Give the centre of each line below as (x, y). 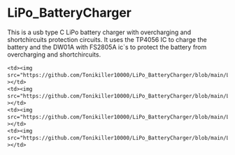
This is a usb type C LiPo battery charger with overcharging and (99, 32)
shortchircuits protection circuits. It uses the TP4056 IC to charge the (107, 39)
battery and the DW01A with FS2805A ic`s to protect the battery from (107, 47)
